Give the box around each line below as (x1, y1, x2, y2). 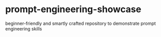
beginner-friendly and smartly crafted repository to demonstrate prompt (5, 20, 156, 26)
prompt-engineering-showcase (5, 4, 141, 15)
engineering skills (5, 25, 42, 31)
